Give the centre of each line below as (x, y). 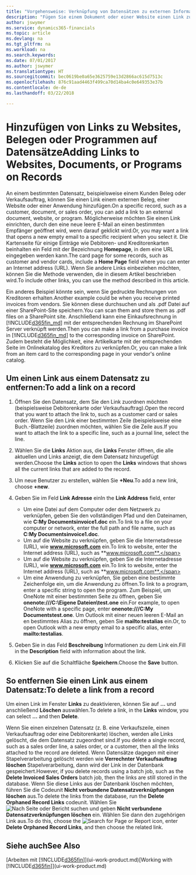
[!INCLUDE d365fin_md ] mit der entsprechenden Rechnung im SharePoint (94, 322)
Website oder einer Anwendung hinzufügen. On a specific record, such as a (96, 205)
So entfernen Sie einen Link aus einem (77, 680)
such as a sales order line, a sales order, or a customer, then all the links (92, 746)
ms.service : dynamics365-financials (50, 28)
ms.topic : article (28, 33)
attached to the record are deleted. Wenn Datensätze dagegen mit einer (92, 753)
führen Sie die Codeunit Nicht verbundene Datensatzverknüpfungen (90, 790)
